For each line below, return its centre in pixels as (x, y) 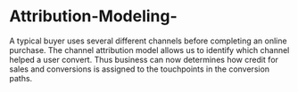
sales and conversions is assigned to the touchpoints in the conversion (140, 69)
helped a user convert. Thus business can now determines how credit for (144, 59)
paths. (21, 78)
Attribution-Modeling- (94, 16)
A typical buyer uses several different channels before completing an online (148, 41)
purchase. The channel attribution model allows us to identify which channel (149, 50)
